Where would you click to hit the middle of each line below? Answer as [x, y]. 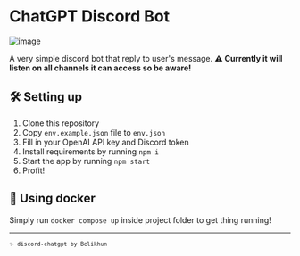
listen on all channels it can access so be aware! [100, 68]
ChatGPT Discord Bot [90, 17]
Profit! [33, 170]
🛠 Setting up [46, 97]
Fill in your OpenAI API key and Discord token [105, 142]
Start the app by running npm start [86, 161]
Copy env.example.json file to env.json [94, 132]
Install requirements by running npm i [90, 151]
